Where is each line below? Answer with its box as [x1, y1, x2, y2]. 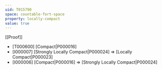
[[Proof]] [5, 34, 23, 40]
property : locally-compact [5, 16, 60, 21]
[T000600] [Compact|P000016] [12, 44, 77, 49]
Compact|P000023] [12, 54, 53, 60]
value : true [5, 21, 29, 26]
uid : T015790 [5, 7, 32, 12]
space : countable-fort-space [5, 12, 65, 17]
